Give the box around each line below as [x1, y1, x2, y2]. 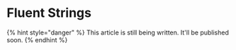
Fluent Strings [6, 5, 91, 21]
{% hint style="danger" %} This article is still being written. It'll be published [6, 28, 230, 37]
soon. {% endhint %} [6, 35, 68, 44]
